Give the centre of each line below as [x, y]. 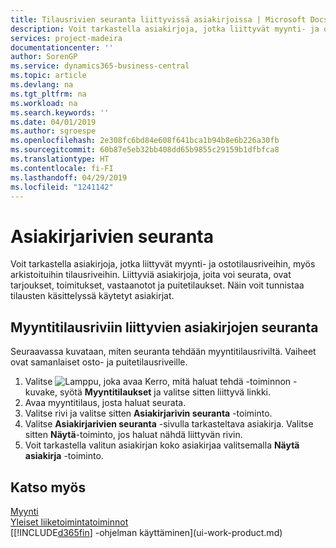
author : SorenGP [44, 57]
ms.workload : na [44, 103]
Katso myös [48, 487]
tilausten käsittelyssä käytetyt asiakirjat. [92, 296]
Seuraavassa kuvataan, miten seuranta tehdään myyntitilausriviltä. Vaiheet [163, 352]
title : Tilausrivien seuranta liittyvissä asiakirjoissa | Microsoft [158, 19]
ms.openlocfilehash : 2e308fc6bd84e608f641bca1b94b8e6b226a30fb [145, 141]
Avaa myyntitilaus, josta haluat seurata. [105, 403]
